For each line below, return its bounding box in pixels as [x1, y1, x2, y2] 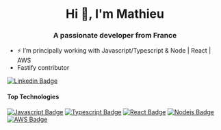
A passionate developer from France [53, 31, 177, 40]
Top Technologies [7, 92, 60, 101]
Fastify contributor [16, 64, 70, 72]
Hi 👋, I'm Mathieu [66, 6, 164, 22]
